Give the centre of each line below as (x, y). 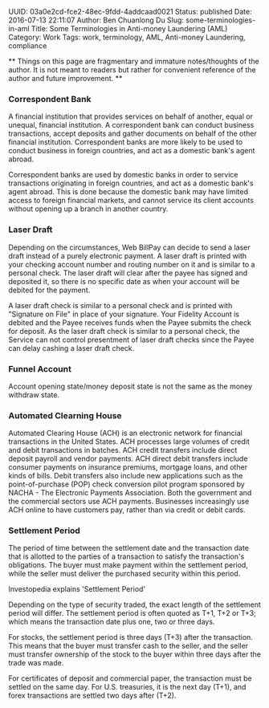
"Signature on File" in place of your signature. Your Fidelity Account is (124, 314)
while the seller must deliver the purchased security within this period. (124, 574)
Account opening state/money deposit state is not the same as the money (130, 386)
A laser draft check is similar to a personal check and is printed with (120, 305)
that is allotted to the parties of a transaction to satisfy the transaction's (126, 556)
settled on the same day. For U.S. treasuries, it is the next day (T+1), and (127, 687)
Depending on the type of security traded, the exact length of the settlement (134, 604)
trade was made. (36, 663)
